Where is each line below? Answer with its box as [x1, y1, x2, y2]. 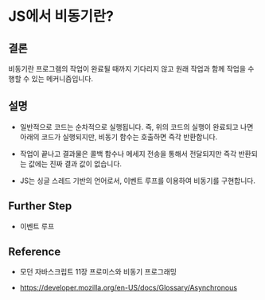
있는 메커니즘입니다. [31, 74, 94, 84]
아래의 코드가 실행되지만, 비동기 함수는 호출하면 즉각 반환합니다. [19, 132, 218, 142]
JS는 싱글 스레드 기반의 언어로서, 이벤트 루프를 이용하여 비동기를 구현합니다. [19, 176, 256, 185]
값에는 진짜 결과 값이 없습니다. [28, 158, 122, 168]
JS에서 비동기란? [8, 7, 114, 25]
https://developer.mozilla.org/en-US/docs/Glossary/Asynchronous [19, 283, 237, 293]
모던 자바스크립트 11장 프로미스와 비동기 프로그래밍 [19, 267, 177, 277]
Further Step [8, 200, 72, 213]
